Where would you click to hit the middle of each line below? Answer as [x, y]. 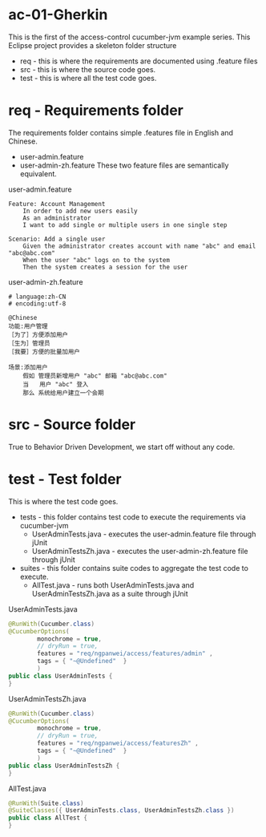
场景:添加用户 [28, 367]
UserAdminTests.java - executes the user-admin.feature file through [144, 534]
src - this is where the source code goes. [88, 69]
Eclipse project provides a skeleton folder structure [93, 45]
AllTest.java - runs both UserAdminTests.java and [113, 585]
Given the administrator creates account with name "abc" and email [139, 246]
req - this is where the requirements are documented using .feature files [139, 61]
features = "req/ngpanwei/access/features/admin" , [125, 654]
